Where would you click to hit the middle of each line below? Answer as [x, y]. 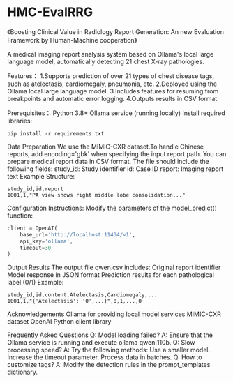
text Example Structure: [41, 176]
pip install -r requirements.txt [56, 133]
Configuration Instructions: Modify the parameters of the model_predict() [112, 208]
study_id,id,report [36, 189]
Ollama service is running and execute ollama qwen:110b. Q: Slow [101, 343]
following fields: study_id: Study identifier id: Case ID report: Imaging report [115, 169]
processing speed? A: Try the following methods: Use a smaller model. [109, 350]
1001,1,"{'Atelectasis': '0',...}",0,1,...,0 [74, 301]
